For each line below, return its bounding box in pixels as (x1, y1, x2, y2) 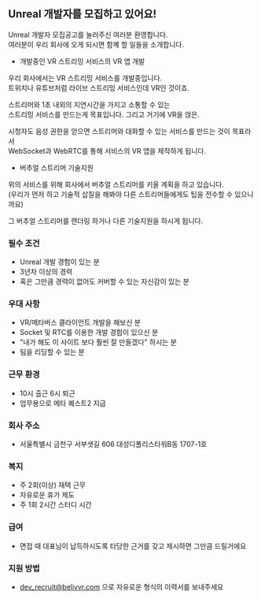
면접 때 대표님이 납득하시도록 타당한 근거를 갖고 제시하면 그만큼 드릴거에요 (19, 541, 247, 550)
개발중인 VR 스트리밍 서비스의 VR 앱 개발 (19, 56, 145, 65)
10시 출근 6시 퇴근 (19, 389, 76, 398)
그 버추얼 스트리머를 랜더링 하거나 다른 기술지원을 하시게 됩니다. (8, 216, 204, 225)
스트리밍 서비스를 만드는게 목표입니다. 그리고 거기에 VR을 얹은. (8, 110, 200, 119)
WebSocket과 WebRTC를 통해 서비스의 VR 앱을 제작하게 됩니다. (8, 146, 207, 155)
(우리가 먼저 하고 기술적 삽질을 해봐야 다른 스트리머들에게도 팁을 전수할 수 (8, 189, 233, 199)
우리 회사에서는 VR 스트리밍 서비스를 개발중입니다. (8, 73, 163, 83)
